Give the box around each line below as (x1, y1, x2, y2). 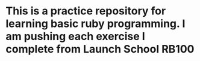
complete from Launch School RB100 (5, 42, 195, 56)
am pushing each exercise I (5, 30, 145, 43)
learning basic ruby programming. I (5, 17, 186, 30)
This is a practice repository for (5, 4, 166, 18)
